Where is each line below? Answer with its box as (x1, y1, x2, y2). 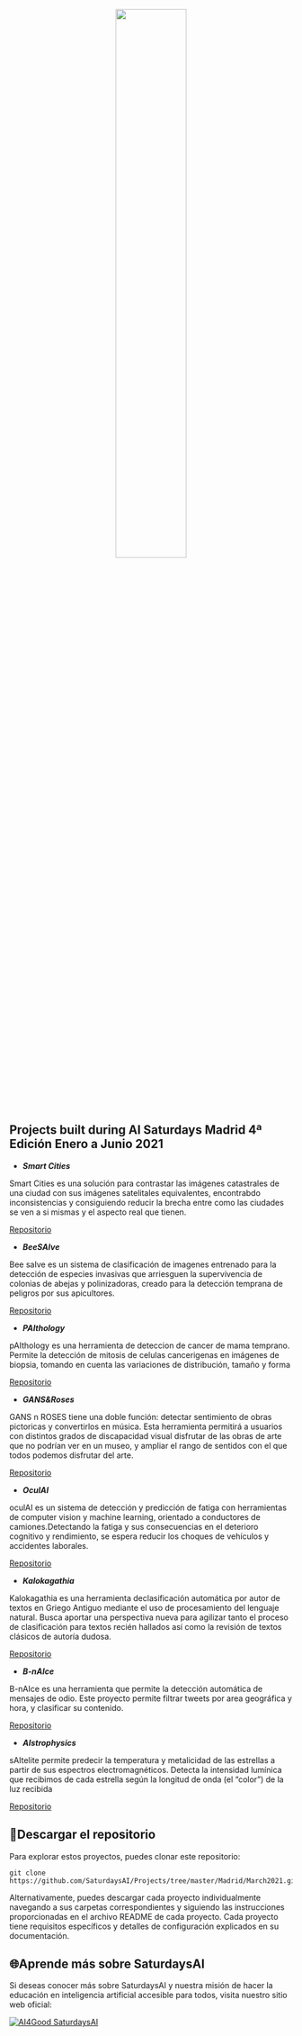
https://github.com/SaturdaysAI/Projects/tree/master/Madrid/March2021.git (9, 1876, 299, 1886)
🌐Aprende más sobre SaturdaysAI (9, 1957, 205, 1972)
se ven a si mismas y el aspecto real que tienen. (9, 1207, 187, 1217)
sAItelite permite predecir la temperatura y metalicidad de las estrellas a (9, 1754, 276, 1765)
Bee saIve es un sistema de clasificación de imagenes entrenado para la (9, 1259, 277, 1270)
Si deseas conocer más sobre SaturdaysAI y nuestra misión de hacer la (9, 1980, 273, 1991)
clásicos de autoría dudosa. (9, 1631, 112, 1642)
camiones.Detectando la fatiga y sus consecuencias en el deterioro (9, 1521, 259, 1532)
